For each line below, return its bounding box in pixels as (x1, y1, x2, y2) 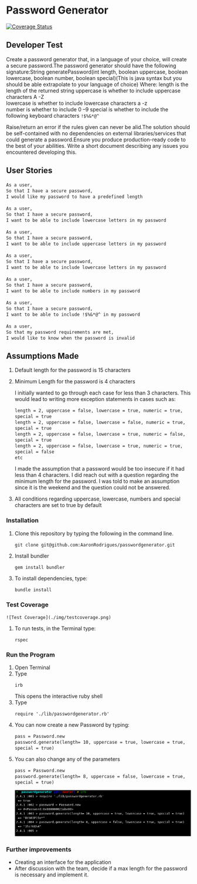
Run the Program (6, 650, 55, 658)
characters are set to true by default (14, 502, 102, 509)
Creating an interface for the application (14, 859, 111, 866)
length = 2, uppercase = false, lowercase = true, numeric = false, (14, 431, 186, 438)
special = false (14, 449, 55, 455)
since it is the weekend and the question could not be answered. (14, 484, 171, 491)
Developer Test (6, 40, 63, 50)
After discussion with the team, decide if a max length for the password (14, 865, 188, 872)
